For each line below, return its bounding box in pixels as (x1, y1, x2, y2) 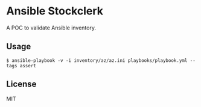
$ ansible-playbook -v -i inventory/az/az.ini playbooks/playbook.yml (6, 57, 188, 64)
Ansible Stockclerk (6, 4, 104, 18)
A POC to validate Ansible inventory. (6, 24, 97, 31)
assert (19, 63, 36, 69)
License (6, 79, 37, 90)
